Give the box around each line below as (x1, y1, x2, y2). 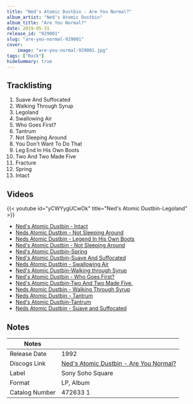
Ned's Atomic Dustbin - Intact (15, 223, 88, 230)
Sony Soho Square (61, 369, 113, 377)
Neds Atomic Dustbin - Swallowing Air (15, 261, 109, 268)
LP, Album (61, 378, 90, 387)
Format (10, 378, 30, 387)
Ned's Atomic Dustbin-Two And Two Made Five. (15, 280, 133, 287)
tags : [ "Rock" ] (7, 53, 45, 59)
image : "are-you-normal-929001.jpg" (17, 48, 109, 53)
